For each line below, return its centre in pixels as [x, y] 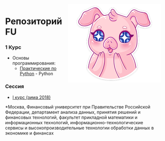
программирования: [34, 63]
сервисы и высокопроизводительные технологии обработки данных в [80, 128]
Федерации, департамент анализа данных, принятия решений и [73, 112]
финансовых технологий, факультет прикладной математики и [71, 117]
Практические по [38, 69]
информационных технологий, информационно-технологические [74, 122]
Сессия [15, 86]
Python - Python [36, 74]
